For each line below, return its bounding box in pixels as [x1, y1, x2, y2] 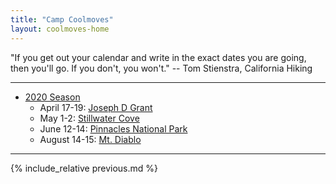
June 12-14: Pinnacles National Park [39, 122, 188, 135]
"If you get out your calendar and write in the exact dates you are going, [10, 51, 307, 63]
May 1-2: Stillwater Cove [39, 112, 140, 124]
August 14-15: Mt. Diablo [39, 133, 142, 145]
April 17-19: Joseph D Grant [39, 101, 153, 113]
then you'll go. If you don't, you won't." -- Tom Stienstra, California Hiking [10, 62, 313, 74]
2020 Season [24, 91, 81, 103]
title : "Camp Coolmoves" [10, 14, 114, 25]
